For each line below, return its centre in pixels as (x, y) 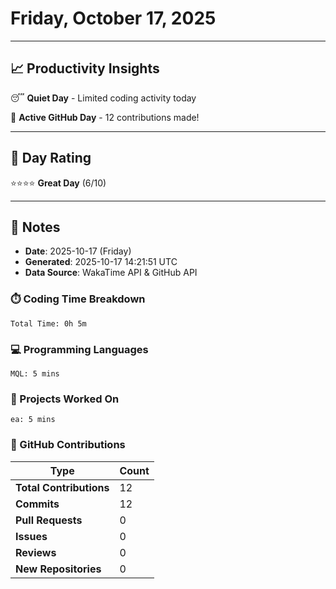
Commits (37, 504)
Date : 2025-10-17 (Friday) (78, 251)
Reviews (36, 552)
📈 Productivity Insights (85, 68)
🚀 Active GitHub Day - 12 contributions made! (105, 117)
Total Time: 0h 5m (48, 323)
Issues (31, 536)
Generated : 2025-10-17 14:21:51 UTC (101, 262)
